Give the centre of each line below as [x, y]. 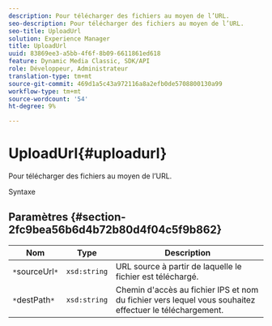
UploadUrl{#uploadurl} [88, 154]
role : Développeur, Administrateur [68, 69]
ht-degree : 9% [32, 106]
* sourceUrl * [36, 271]
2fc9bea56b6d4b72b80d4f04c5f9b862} [115, 230]
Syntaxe [22, 192]
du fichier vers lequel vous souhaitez [186, 299]
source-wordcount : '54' [49, 99]
